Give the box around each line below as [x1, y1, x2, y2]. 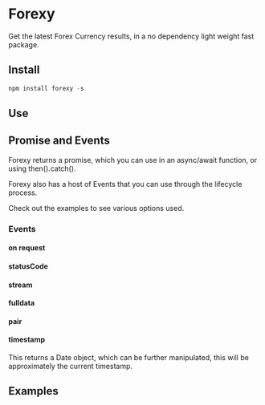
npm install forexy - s [8, 84, 84, 92]
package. [8, 39, 39, 49]
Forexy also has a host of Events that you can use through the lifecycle [8, 179, 243, 188]
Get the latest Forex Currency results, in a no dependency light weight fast [8, 31, 255, 41]
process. [8, 188, 38, 197]
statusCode [8, 261, 48, 271]
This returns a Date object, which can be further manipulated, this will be [8, 352, 249, 362]
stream [8, 280, 33, 290]
